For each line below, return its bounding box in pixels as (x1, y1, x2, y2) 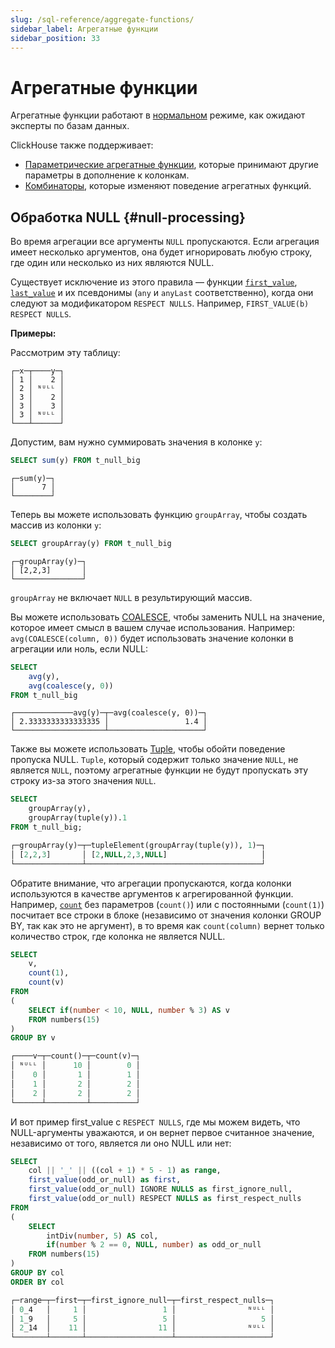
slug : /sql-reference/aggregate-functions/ (10, 14, 195, 25)
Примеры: (10, 327, 57, 340)
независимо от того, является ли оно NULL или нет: (10, 1137, 232, 1149)
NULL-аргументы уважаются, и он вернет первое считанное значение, (10, 1126, 315, 1138)
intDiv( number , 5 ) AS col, (46, 1231, 159, 1241)
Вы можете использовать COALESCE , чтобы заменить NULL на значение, (10, 611, 326, 623)
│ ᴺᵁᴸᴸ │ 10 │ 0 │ (10, 1061, 141, 1071)
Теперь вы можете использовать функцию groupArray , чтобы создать (10, 509, 308, 520)
